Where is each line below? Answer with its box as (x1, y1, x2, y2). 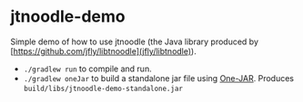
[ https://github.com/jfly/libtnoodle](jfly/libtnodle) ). (10, 45, 197, 56)
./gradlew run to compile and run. (23, 63, 153, 74)
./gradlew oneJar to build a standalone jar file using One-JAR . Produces (23, 72, 295, 83)
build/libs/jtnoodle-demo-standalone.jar (23, 84, 183, 93)
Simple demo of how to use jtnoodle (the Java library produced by (10, 36, 258, 47)
